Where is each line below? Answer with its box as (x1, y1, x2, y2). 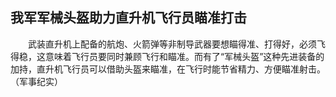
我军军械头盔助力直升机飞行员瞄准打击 (10, 9, 247, 27)
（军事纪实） (10, 75, 63, 87)
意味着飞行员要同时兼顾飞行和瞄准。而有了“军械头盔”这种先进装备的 (44, 50, 325, 62)
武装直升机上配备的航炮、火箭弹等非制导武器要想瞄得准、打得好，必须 (27, 38, 317, 50)
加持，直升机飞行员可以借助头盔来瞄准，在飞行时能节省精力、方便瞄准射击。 (10, 63, 326, 75)
